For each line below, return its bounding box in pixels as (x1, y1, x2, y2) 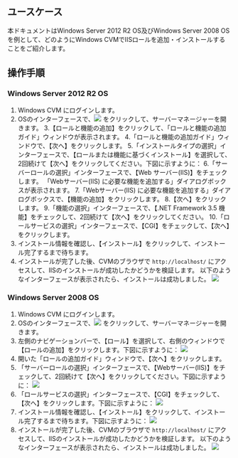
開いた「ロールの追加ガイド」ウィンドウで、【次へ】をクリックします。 (17, 354, 226, 363)
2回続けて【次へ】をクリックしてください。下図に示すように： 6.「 (17, 159, 215, 168)
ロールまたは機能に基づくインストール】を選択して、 (75, 150, 232, 159)
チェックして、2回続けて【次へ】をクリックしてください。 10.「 (36, 212, 224, 221)
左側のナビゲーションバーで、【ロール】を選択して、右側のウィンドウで (17, 336, 225, 345)
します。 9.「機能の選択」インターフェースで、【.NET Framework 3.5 (17, 203, 217, 212)
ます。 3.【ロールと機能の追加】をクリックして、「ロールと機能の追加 (23, 123, 227, 132)
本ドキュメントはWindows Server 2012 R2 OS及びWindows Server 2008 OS (7, 26, 230, 35)
